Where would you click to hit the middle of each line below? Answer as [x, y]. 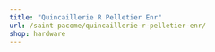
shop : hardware [38, 33]
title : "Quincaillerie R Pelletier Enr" [86, 17]
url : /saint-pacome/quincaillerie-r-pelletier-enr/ [107, 26]
